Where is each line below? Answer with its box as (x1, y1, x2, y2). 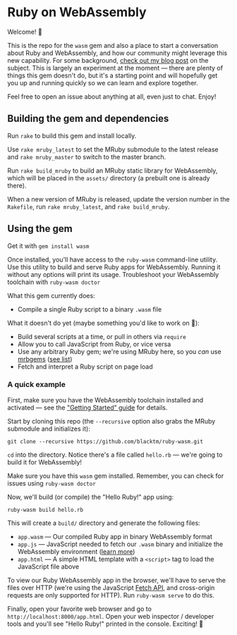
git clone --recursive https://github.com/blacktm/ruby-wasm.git (7, 438, 203, 445)
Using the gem (7, 223, 73, 235)
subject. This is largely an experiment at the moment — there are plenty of (7, 63, 224, 72)
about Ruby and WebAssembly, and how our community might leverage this (7, 49, 228, 57)
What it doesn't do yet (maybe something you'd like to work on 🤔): (7, 319, 200, 327)
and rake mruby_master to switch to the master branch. (7, 152, 166, 161)
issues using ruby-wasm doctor (7, 479, 97, 487)
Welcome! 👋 (7, 27, 42, 36)
